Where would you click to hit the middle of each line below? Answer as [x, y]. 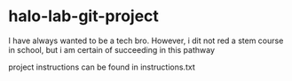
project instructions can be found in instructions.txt [102, 67]
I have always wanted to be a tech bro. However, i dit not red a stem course [146, 40]
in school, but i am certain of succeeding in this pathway [111, 49]
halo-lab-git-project [83, 16]
